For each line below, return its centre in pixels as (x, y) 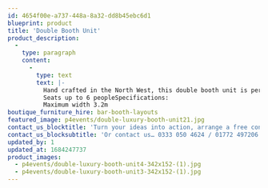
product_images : (34, 157)
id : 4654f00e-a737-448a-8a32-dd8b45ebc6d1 (79, 16)
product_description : (44, 38)
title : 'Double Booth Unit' (54, 30)
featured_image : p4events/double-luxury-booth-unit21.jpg (106, 120)
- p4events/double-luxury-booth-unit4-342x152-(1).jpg (108, 165)
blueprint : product (40, 23)
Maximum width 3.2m (76, 105)
